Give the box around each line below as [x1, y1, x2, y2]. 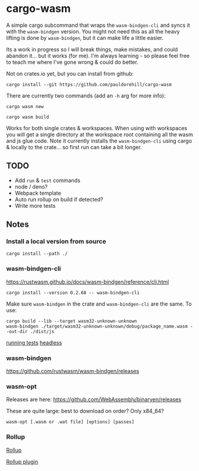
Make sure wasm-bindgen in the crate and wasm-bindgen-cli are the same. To [6, 300, 192, 307]
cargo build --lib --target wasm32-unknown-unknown [6, 318, 137, 324]
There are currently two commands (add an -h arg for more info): [6, 92, 166, 99]
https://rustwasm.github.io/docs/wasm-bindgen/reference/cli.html [6, 278, 169, 285]
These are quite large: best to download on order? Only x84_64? [6, 408, 164, 415]
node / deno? [14, 183, 48, 190]
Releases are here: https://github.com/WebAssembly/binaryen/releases [6, 396, 182, 403]
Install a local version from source [6, 238, 106, 246]
